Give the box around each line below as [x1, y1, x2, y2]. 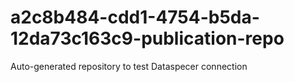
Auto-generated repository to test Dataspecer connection [10, 60, 248, 72]
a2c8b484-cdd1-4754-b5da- [10, 6, 260, 29]
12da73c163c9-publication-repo [10, 27, 285, 50]
